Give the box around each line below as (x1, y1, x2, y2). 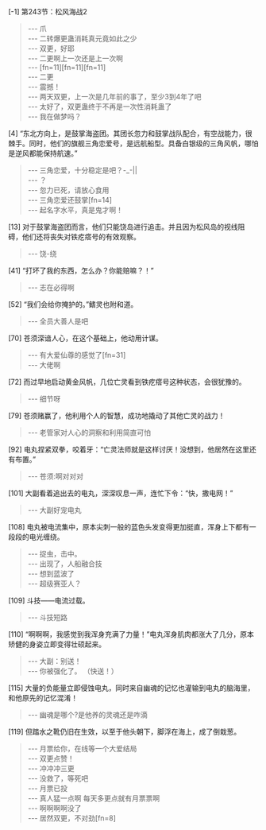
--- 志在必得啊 (27, 283, 75, 292)
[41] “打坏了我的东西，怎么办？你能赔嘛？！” (8, 266, 154, 275)
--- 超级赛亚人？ (27, 579, 82, 588)
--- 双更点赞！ (27, 754, 75, 763)
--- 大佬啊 (27, 360, 61, 370)
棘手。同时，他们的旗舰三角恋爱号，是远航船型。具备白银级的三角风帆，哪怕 (8, 138, 259, 148)
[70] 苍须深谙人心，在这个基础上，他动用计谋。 (8, 333, 163, 343)
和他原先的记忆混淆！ (8, 693, 78, 702)
